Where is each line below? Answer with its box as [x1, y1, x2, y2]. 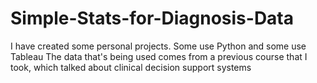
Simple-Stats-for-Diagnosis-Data [10, 7, 295, 30]
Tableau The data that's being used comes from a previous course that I [10, 50, 308, 62]
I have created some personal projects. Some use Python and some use [10, 40, 307, 52]
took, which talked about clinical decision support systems [10, 61, 252, 73]
